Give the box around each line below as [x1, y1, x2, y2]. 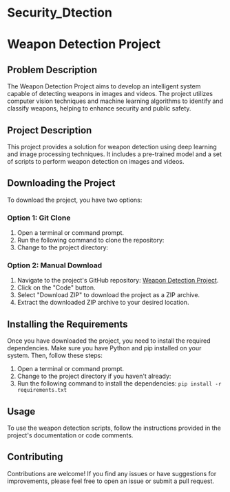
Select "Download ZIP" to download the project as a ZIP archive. [17, 291, 200, 299]
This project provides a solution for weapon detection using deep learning [7, 143, 217, 151]
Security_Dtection [7, 5, 112, 21]
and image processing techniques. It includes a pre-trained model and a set [7, 150, 222, 158]
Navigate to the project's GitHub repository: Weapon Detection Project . [17, 276, 219, 285]
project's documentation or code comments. [7, 431, 134, 439]
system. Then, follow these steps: [7, 351, 103, 360]
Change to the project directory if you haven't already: [17, 372, 171, 381]
